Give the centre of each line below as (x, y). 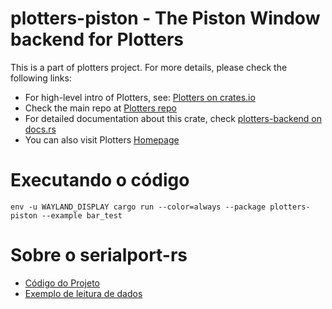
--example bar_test (82, 215)
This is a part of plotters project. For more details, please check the (149, 67)
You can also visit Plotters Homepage (102, 139)
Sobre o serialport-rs (99, 255)
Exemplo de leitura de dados (83, 293)
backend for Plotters (97, 39)
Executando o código (100, 180)
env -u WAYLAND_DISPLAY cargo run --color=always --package (138, 207)
